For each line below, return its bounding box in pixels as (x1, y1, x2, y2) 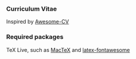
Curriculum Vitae (6, 5, 57, 13)
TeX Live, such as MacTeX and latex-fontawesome (6, 46, 130, 53)
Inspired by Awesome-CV (6, 18, 69, 25)
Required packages (6, 33, 64, 41)
